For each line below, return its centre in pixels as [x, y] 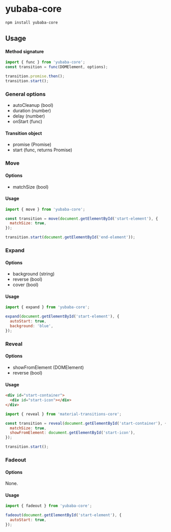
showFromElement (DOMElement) [48, 367]
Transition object [24, 133]
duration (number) [32, 111]
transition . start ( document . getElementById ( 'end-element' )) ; [70, 237]
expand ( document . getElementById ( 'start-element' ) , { [62, 317]
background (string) [34, 274]
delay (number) [29, 116]
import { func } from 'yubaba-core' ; [45, 62]
